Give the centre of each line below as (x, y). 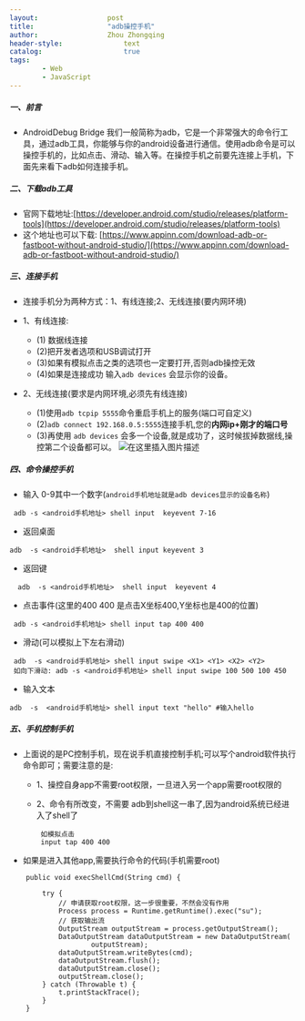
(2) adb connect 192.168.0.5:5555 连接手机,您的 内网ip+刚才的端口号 (162, 424)
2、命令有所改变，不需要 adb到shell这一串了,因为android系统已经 (159, 803)
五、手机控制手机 (41, 729)
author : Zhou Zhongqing (87, 35)
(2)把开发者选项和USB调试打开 (94, 351)
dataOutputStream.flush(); (109, 960)
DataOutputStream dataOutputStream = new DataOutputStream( (174, 936)
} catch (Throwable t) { (89, 985)
